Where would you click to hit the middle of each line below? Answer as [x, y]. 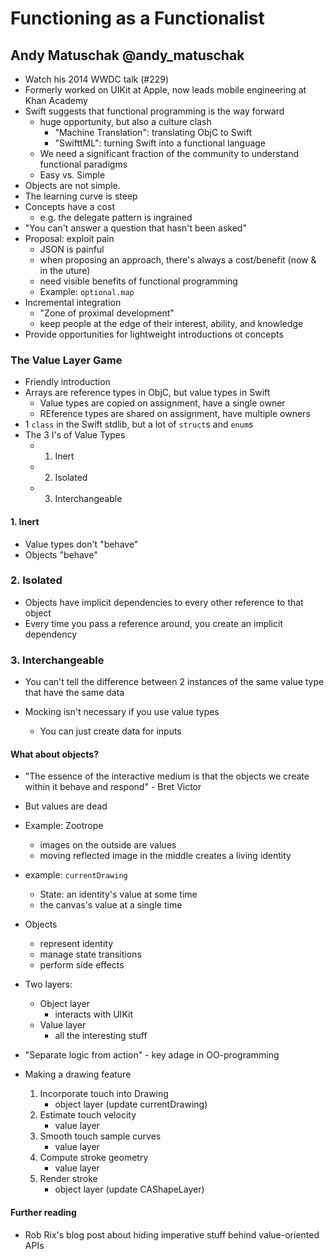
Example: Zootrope [64, 826]
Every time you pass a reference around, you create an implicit [153, 623]
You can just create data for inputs [110, 731]
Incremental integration [73, 302]
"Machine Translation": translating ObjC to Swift [153, 132]
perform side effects [82, 965]
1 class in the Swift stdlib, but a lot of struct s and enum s [139, 424]
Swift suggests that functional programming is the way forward [154, 111]
